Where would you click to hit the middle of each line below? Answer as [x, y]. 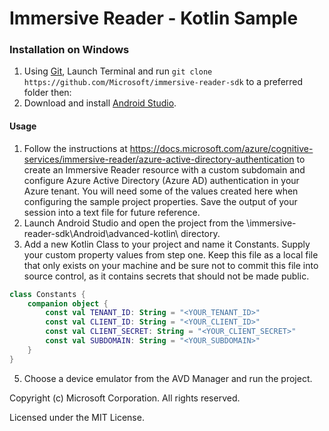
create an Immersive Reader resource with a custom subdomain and [164, 169]
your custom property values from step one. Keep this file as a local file [171, 254]
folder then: [47, 93]
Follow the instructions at [75, 148]
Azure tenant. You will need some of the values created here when [161, 191]
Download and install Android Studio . [100, 103]
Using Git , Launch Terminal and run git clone [118, 71]
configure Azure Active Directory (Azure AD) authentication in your [161, 180]
